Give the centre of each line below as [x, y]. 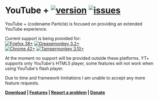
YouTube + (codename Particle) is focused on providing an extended [74, 24]
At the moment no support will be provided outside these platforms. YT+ [77, 58]
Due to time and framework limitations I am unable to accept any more [75, 78]
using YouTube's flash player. [34, 68]
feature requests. [22, 83]
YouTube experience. [26, 29]
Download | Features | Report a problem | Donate [55, 92]
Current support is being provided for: [43, 38]
